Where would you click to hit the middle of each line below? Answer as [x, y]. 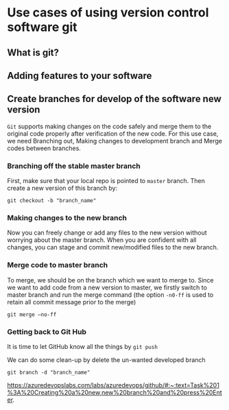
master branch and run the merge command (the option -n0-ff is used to [110, 294]
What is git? [33, 52]
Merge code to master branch [58, 265]
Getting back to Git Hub [47, 332]
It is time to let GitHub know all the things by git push [82, 346]
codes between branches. [44, 148]
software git [42, 27]
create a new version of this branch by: [62, 188]
